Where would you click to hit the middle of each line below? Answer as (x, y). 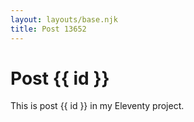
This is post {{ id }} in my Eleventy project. (97, 106)
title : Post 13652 (48, 29)
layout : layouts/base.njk (64, 19)
